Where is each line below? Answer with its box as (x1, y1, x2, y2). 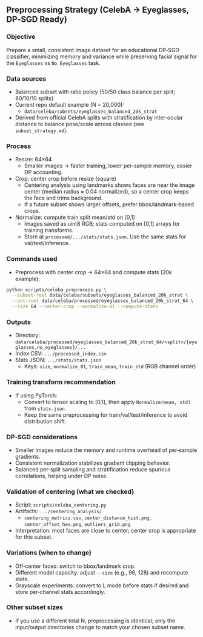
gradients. (15, 453, 41, 460)
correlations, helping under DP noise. (15, 472, 108, 479)
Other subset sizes (6, 603, 64, 612)
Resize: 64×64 (15, 156, 52, 163)
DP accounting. (24, 169, 63, 176)
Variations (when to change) (6, 548, 92, 557)
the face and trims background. (24, 194, 103, 202)
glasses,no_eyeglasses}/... (15, 345, 86, 351)
